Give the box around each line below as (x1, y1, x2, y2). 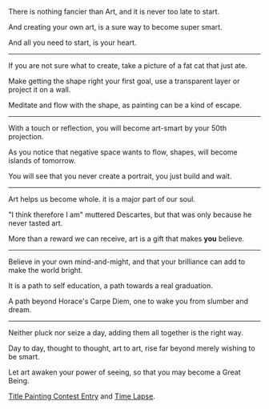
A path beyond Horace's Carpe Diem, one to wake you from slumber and (8, 296, 249, 306)
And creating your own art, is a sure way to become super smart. (8, 22, 223, 31)
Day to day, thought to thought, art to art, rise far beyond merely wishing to (8, 343, 255, 353)
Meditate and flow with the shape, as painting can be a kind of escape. (8, 100, 242, 110)
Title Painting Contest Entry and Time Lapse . (8, 391, 156, 401)
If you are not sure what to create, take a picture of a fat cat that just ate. (8, 61, 247, 70)
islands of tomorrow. (8, 156, 76, 165)
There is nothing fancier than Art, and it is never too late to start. (8, 7, 220, 16)
